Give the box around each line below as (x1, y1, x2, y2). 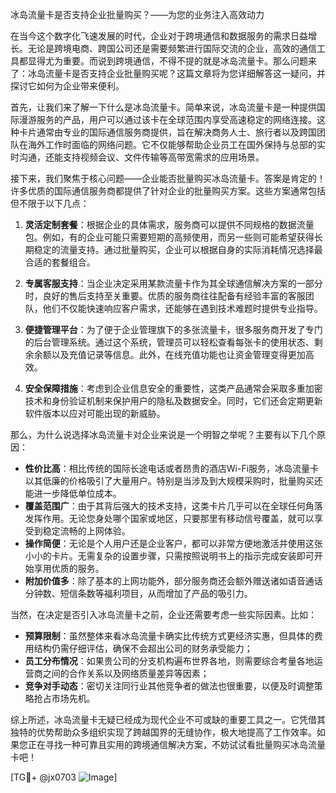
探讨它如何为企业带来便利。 (10, 80, 125, 92)
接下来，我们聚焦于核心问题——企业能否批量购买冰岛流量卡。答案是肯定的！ (10, 173, 326, 184)
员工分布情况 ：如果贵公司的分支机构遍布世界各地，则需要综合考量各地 (24, 655, 315, 667)
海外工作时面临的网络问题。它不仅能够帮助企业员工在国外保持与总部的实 (27, 139, 326, 150)
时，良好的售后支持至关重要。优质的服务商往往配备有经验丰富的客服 (24, 290, 306, 302)
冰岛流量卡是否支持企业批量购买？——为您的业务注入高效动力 (10, 9, 265, 20)
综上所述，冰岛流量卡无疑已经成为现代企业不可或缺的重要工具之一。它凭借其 (10, 714, 326, 725)
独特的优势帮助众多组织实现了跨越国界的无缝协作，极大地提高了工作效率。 (10, 726, 317, 738)
